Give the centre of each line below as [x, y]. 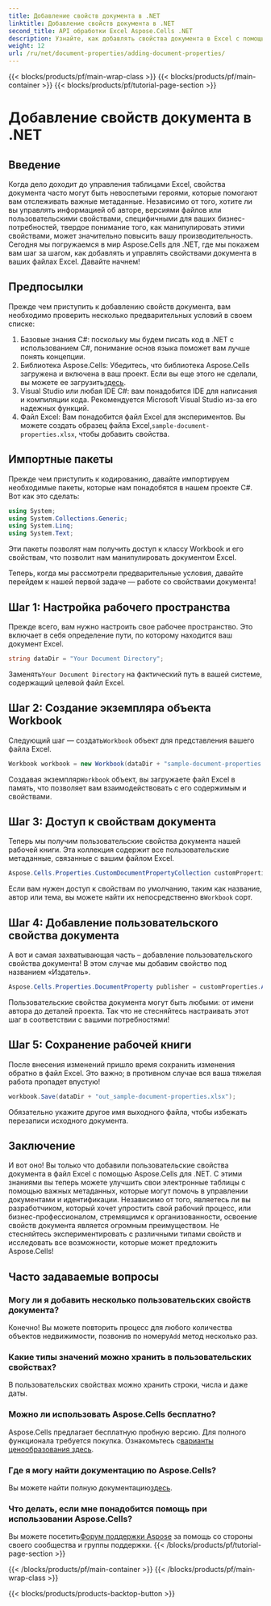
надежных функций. [54, 408]
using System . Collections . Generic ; [68, 519]
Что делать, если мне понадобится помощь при [108, 1508]
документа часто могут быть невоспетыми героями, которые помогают [133, 193]
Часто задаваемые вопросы [84, 1276]
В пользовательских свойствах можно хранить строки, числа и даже [128, 1385]
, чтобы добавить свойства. [122, 434]
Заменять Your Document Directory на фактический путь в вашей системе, [135, 674]
